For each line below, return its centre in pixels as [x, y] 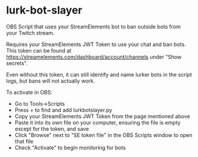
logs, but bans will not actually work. [51, 81]
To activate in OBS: [29, 92]
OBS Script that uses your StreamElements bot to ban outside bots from [94, 27]
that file [24, 141]
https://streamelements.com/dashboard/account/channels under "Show [94, 57]
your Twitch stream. [30, 32]
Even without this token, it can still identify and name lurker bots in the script [99, 74]
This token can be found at [39, 50]
